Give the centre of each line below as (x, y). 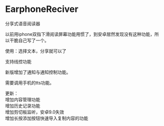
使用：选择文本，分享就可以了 (36, 51)
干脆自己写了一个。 (29, 40)
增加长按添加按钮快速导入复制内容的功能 (47, 118)
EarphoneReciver (42, 9)
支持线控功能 (18, 61)
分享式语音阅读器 (23, 23)
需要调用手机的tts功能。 (30, 83)
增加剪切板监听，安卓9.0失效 (35, 112)
